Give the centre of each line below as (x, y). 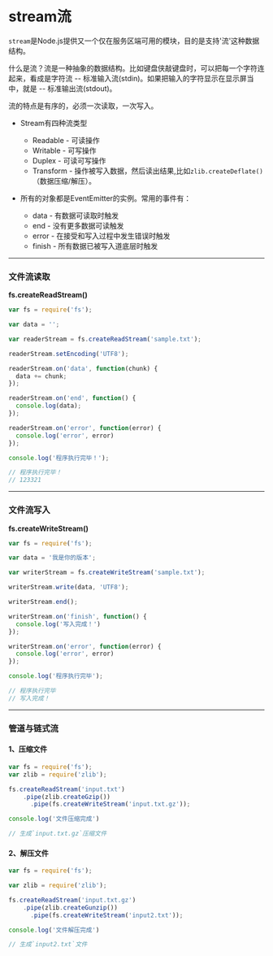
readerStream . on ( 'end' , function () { (72, 398)
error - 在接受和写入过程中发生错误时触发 (101, 236)
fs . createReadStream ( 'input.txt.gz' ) (72, 900)
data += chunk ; (41, 376)
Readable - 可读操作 (66, 140)
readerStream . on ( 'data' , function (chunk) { (83, 368)
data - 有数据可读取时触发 (76, 215)
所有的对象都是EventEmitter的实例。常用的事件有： (106, 198)
